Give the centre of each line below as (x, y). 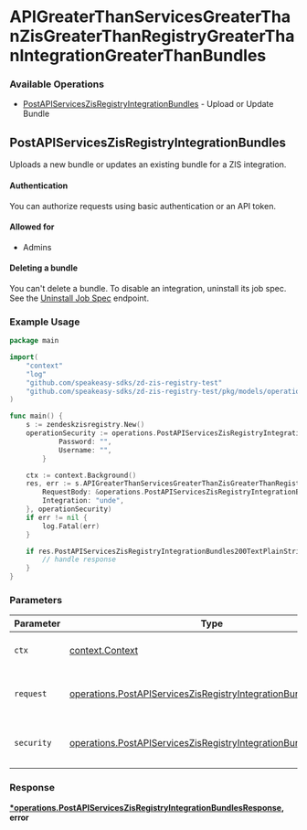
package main (34, 341)
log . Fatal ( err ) (71, 526)
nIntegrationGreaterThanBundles (138, 56)
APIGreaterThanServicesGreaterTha (150, 17)
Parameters (36, 600)
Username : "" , (85, 450)
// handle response (79, 559)
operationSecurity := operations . (91, 433)
